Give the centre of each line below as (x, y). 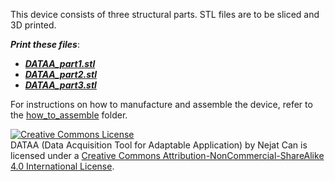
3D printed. (33, 25)
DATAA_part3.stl (60, 85)
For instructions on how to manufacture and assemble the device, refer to (161, 104)
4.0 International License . (62, 166)
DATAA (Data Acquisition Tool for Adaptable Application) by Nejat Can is (159, 145)
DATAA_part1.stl (60, 63)
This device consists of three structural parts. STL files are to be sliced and (165, 14)
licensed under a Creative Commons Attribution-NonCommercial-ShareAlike (167, 155)
